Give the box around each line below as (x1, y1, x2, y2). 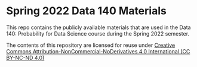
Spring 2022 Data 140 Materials (6, 4, 167, 18)
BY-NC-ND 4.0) (6, 54, 45, 61)
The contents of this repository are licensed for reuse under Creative (6, 42, 176, 49)
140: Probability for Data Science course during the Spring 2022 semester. (6, 30, 190, 37)
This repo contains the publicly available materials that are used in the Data (6, 24, 191, 31)
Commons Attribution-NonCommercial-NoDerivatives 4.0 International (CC (6, 47, 190, 55)
